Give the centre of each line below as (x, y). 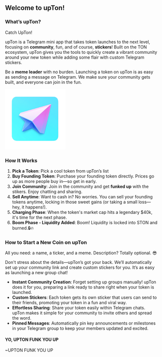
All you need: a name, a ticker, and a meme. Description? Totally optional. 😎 (81, 253)
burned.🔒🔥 (23, 228)
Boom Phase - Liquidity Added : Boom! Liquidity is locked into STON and (85, 222)
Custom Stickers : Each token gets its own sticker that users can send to (84, 297)
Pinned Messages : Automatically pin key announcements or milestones (84, 323)
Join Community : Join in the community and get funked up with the (80, 186)
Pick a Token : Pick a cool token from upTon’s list (60, 171)
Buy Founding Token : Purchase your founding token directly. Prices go (83, 176)
